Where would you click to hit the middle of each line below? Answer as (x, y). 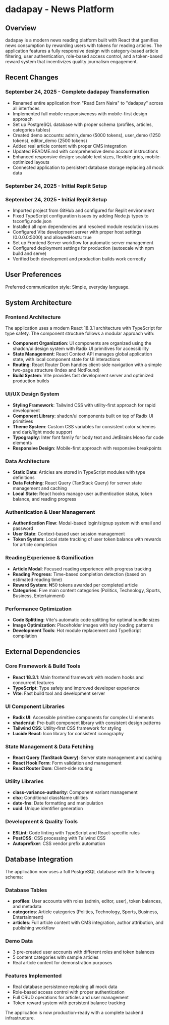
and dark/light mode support (42, 432)
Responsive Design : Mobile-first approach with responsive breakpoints (87, 448)
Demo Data (19, 941)
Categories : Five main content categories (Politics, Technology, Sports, (87, 590)
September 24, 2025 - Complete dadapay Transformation (77, 92)
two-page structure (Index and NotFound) (56, 370)
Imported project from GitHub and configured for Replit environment (83, 210)
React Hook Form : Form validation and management (67, 763)
